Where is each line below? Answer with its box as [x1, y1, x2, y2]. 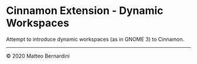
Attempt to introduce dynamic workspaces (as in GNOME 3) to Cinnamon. [6, 35, 185, 42]
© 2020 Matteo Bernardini [6, 52, 70, 59]
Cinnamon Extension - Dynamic [6, 4, 164, 17]
